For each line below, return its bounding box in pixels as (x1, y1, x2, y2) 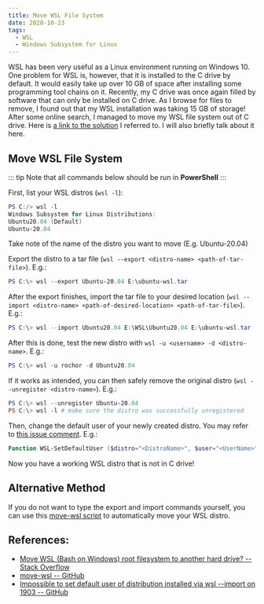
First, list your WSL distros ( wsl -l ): (8, 188, 123, 197)
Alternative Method (8, 481, 106, 495)
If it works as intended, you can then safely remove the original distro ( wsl (8, 376, 247, 386)
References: (8, 533, 69, 547)
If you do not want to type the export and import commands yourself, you (8, 502, 246, 511)
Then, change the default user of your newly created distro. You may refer (8, 421, 249, 430)
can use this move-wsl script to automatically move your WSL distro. (8, 511, 230, 520)
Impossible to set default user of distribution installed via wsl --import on (19, 579, 255, 589)
